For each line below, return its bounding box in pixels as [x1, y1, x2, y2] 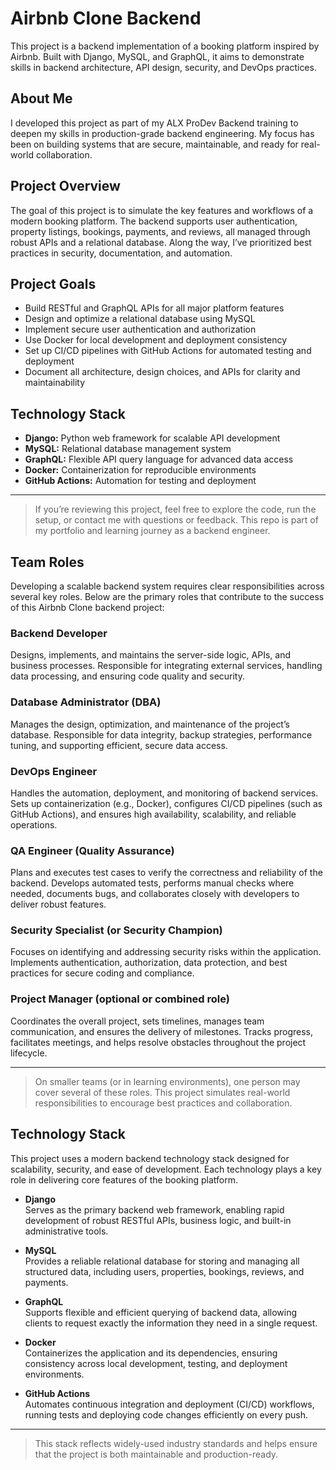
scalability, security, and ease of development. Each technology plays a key [10, 1163, 322, 1175]
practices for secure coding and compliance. [10, 967, 195, 979]
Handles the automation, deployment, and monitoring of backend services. [10, 787, 319, 799]
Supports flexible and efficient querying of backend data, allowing [24, 1306, 298, 1318]
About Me [10, 90, 73, 107]
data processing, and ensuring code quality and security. [10, 670, 246, 682]
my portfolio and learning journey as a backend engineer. [34, 525, 271, 537]
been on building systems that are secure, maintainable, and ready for [10, 138, 299, 150]
